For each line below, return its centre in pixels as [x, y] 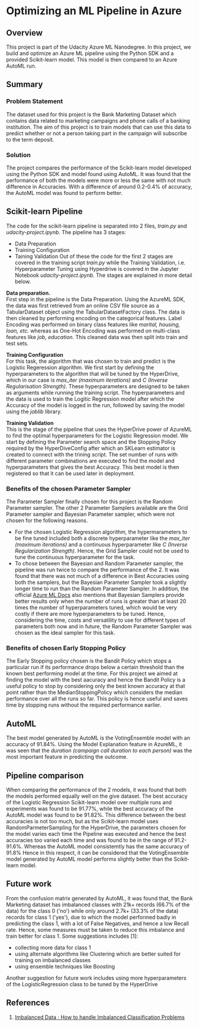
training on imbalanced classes [52, 960]
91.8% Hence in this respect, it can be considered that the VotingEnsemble [97, 853]
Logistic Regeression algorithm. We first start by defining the [80, 367]
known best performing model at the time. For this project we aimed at [92, 673]
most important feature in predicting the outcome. [67, 757]
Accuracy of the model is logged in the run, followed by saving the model [95, 405]
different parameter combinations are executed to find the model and [90, 461]
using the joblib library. [34, 411]
